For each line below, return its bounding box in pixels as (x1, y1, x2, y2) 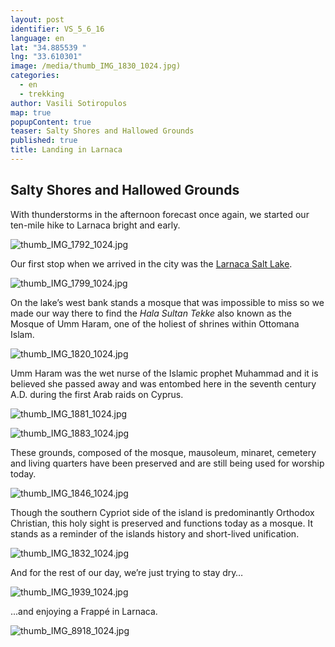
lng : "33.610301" (10, 52, 83, 62)
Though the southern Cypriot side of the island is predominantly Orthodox (10, 506, 315, 518)
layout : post (10, 14, 65, 25)
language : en (10, 33, 65, 43)
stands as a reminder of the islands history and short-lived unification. (10, 527, 300, 540)
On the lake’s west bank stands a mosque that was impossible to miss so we (10, 296, 325, 308)
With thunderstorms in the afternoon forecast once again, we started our (10, 208, 310, 220)
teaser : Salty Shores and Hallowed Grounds (10, 126, 195, 136)
